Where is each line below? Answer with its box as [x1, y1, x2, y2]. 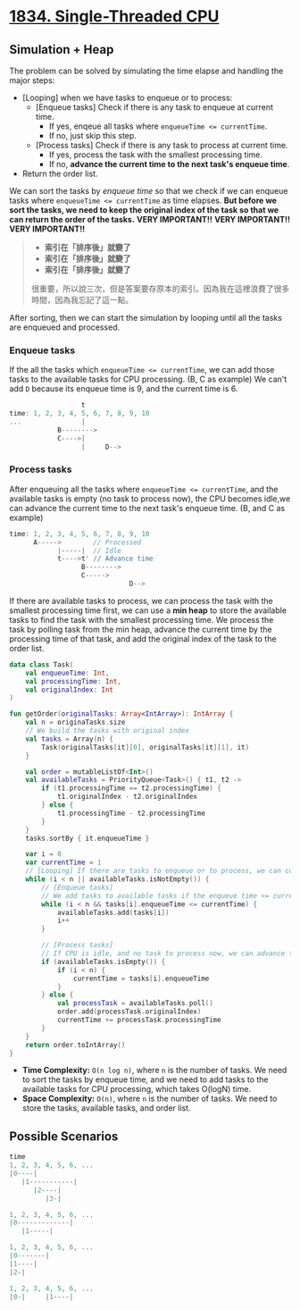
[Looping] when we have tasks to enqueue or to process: [21, 92, 233, 103]
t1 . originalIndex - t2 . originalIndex [56, 793, 198, 802]
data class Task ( [9, 659, 74, 669]
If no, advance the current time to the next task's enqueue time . [48, 159, 290, 169]
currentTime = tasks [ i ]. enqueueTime [72, 974, 210, 983]
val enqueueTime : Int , [25, 668, 110, 677]
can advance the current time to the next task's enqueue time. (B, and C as [9, 502, 286, 513]
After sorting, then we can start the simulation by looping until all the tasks [9, 313, 283, 323]
